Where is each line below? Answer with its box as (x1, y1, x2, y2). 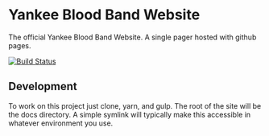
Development (8, 80, 78, 93)
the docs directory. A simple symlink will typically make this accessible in (8, 109, 251, 119)
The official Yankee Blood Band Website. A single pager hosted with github (8, 32, 257, 42)
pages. (8, 40, 31, 50)
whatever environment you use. (8, 118, 114, 128)
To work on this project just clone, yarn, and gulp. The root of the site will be (8, 101, 262, 110)
